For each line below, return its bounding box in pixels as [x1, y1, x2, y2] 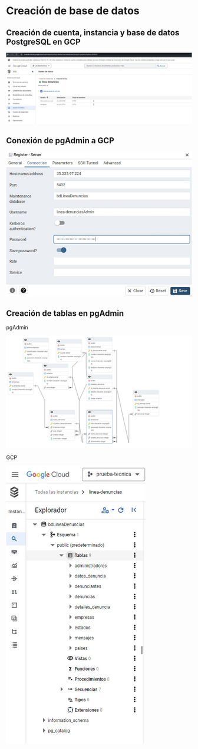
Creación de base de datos [6, 4, 140, 18]
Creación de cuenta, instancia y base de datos [6, 28, 180, 38]
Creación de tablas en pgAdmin [6, 308, 124, 318]
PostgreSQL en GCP [6, 37, 81, 47]
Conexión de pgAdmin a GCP [6, 136, 115, 146]
